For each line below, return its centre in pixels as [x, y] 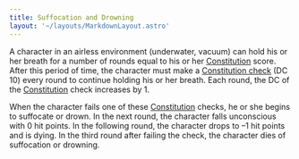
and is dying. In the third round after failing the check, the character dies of [148, 135]
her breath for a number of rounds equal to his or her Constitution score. [143, 61]
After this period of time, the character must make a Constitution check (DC [149, 70]
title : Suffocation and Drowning [72, 17]
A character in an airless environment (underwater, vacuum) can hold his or [149, 51]
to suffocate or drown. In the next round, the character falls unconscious [143, 116]
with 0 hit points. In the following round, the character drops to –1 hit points [147, 125]
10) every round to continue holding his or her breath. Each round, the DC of [149, 79]
